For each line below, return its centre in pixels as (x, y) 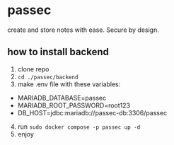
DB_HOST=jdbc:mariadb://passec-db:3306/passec (92, 112)
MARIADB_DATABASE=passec (62, 98)
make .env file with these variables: (69, 84)
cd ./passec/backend (48, 77)
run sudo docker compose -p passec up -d (79, 127)
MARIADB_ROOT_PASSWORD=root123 (74, 105)
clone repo (33, 69)
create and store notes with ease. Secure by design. (83, 30)
